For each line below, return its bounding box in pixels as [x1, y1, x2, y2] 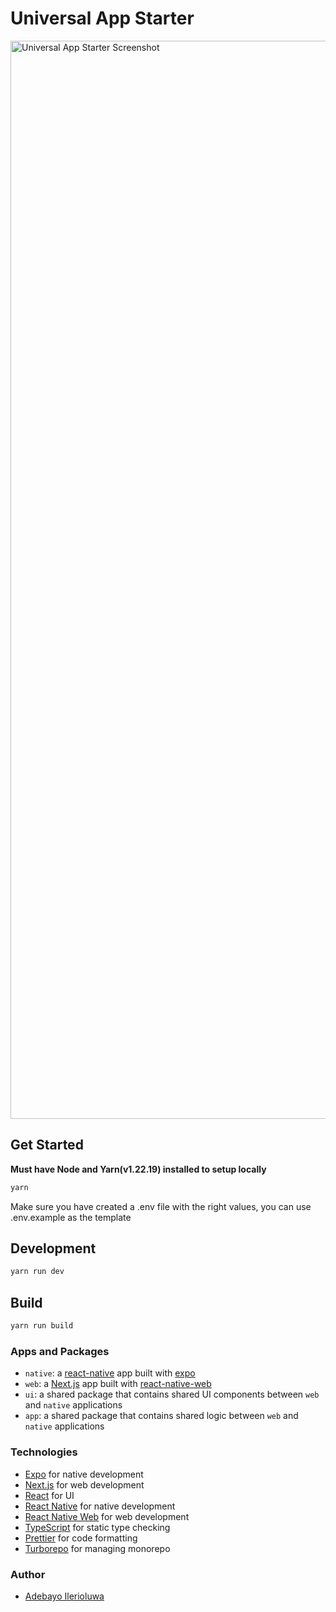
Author [10, 1567, 46, 1581]
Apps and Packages [10, 1344, 110, 1358]
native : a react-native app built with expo [24, 1367, 196, 1379]
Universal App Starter [10, 7, 195, 30]
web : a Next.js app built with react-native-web [24, 1378, 212, 1390]
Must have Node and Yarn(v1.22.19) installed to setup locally [10, 1163, 267, 1175]
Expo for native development [24, 1468, 144, 1480]
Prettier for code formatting [24, 1532, 138, 1544]
